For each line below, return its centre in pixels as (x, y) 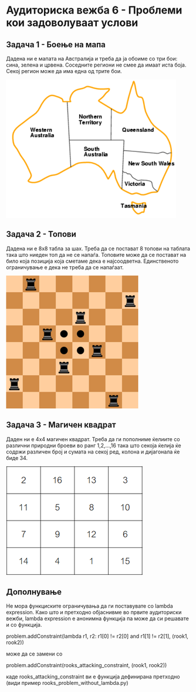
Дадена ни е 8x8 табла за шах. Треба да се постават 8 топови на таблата (98, 249)
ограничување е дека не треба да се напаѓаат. (65, 267)
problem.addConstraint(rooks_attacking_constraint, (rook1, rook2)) (87, 665)
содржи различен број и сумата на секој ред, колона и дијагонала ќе (93, 452)
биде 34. (17, 458)
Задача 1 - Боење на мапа (56, 44)
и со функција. (24, 625)
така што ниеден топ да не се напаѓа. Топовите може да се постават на (96, 254)
